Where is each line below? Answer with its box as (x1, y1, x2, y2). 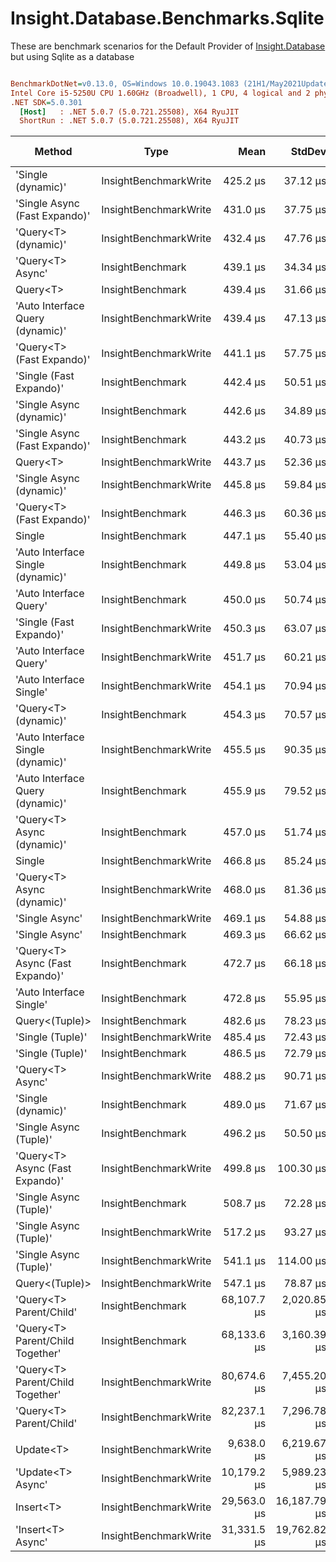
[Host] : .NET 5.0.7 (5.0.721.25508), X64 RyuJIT (19, 107, 240, 117)
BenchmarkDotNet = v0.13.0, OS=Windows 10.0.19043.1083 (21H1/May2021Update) (10, 78, 333, 89)
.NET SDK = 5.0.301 (10, 97, 83, 107)
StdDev (290, 145, 327, 159)
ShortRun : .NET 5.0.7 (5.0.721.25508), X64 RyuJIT (19, 116, 240, 126)
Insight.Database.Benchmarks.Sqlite (10, 7, 325, 30)
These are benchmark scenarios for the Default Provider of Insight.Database (10, 40, 326, 52)
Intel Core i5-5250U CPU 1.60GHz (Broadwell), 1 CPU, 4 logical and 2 (10, 88, 311, 98)
